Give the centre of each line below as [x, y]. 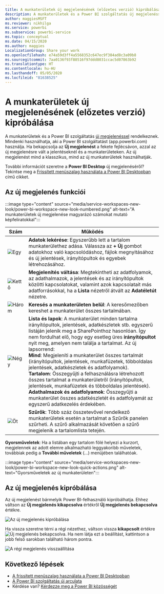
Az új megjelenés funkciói [45, 192]
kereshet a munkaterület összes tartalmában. [80, 311]
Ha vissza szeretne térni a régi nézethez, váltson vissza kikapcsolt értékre [80, 529]
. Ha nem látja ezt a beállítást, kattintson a [107, 534]
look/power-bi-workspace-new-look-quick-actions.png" [62, 467]
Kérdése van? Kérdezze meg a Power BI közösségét [64, 586]
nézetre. [38, 297]
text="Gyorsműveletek [28, 472]
